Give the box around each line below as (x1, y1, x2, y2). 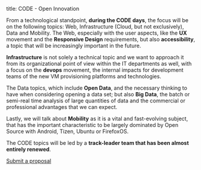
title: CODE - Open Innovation (6, 5, 80, 12)
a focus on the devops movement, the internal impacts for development (6, 66, 184, 74)
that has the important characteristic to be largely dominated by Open (6, 122, 179, 128)
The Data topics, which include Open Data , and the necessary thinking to (6, 84, 188, 92)
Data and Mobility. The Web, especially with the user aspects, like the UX (6, 29, 187, 37)
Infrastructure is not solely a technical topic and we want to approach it (6, 54, 184, 60)
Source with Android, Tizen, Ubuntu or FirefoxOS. (6, 128, 129, 135)
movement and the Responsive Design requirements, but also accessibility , (6, 36, 196, 42)
